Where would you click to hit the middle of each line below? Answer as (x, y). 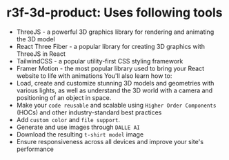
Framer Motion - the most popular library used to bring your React (110, 68)
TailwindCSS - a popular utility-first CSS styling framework (100, 61)
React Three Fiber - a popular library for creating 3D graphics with (110, 46)
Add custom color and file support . (68, 119)
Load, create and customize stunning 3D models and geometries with (115, 83)
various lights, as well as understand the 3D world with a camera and (114, 90)
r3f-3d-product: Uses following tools (114, 13)
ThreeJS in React (41, 54)
